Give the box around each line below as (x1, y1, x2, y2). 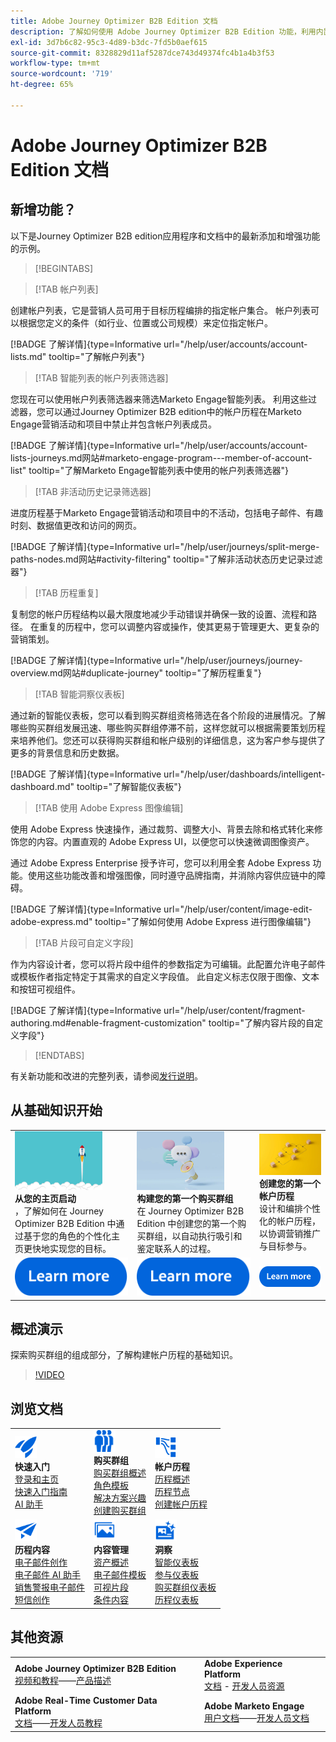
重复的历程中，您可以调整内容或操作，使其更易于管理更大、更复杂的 (38, 620, 320, 632)
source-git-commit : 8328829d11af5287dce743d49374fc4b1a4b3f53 (10, 48, 275, 58)
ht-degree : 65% (10, 80, 74, 90)
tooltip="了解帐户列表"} (48, 350, 145, 362)
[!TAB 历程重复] (34, 586, 99, 599)
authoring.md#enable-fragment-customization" (10, 1016, 207, 1029)
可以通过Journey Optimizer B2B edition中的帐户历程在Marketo (44, 405, 302, 417)
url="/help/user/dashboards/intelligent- (163, 768, 326, 780)
